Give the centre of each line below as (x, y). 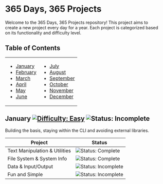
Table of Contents (33, 48)
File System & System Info (37, 158)
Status (100, 142)
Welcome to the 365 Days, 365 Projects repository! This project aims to (77, 22)
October (59, 84)
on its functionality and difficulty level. (43, 33)
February (26, 72)
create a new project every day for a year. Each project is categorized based (82, 27)
